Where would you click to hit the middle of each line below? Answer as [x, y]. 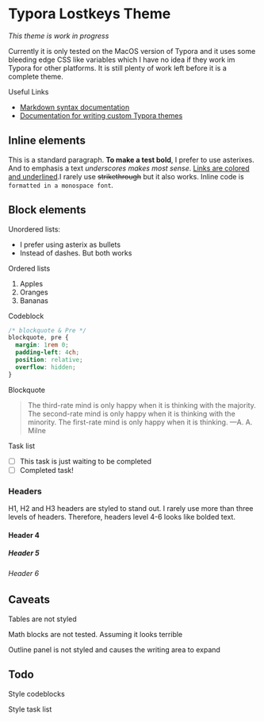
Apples [31, 283]
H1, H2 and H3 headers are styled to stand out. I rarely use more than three [131, 509]
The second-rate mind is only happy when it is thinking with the [131, 413]
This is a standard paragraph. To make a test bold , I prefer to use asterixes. [132, 159]
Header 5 [24, 553]
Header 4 [24, 535]
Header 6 [24, 573]
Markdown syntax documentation [75, 107]
